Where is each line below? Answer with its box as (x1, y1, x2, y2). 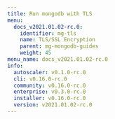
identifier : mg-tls (20, 29, 77, 37)
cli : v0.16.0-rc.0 (13, 75, 68, 83)
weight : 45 (20, 50, 52, 57)
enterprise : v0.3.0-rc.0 (13, 88, 86, 95)
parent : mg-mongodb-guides (20, 43, 99, 50)
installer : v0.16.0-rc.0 (13, 95, 86, 102)
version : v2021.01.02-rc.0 (13, 101, 93, 108)
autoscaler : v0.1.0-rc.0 (13, 69, 86, 76)
